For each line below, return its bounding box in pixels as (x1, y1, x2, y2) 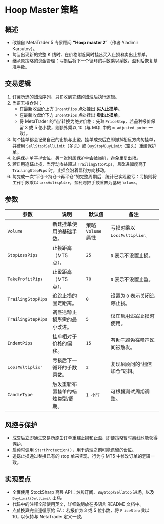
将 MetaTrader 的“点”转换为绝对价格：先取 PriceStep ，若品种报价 (19, 118, 151, 124)
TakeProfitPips (7, 276, 43, 282)
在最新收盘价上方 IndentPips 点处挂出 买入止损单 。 (19, 106, 122, 112)
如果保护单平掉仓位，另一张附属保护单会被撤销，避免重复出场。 (12, 155, 141, 161)
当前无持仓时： (12, 100, 42, 105)
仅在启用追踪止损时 (110, 313, 155, 319)
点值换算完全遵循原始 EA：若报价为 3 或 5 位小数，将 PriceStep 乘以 (12, 507, 150, 513)
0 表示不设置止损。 (110, 252, 154, 259)
